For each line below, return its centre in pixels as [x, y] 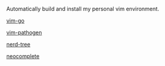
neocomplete [23, 56]
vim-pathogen [24, 32]
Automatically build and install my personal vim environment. [83, 9]
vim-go [15, 20]
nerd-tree [18, 44]
